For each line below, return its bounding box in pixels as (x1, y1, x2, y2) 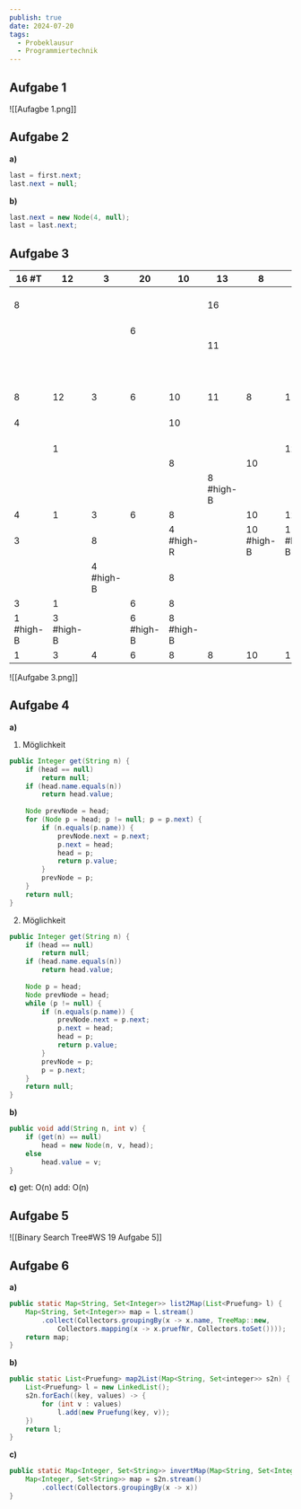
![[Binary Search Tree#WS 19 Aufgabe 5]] (9, 1232, 163, 1243)
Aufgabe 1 (9, 80, 67, 95)
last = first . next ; (9, 171, 82, 180)
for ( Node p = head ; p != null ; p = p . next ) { (25, 815, 202, 824)
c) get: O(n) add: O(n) (9, 1182, 90, 1193)
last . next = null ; (9, 179, 78, 189)
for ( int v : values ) (41, 1399, 123, 1408)
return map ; (25, 1332, 70, 1342)
